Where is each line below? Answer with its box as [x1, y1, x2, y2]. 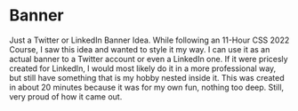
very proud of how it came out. [9, 91, 123, 102]
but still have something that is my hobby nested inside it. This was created [9, 72, 285, 83]
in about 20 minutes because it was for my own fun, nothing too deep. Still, [9, 82, 285, 92]
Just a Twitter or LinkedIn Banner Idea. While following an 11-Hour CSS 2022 [9, 35, 290, 45]
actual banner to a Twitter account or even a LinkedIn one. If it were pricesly [9, 53, 288, 64]
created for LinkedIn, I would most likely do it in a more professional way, [9, 63, 277, 74]
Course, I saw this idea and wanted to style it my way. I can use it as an [9, 44, 270, 54]
